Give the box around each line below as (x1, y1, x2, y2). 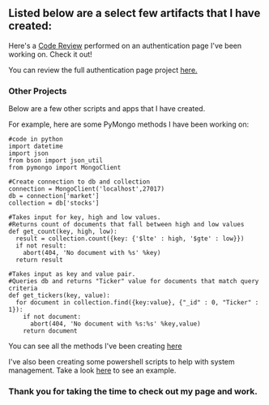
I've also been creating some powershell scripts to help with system (8, 357, 235, 367)
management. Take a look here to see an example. (8, 365, 177, 376)
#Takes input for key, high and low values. (8, 213, 161, 222)
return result (15, 256, 63, 265)
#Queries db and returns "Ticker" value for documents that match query (8, 278, 259, 286)
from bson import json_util (8, 157, 104, 165)
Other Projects (8, 85, 67, 97)
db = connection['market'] (8, 192, 100, 200)
